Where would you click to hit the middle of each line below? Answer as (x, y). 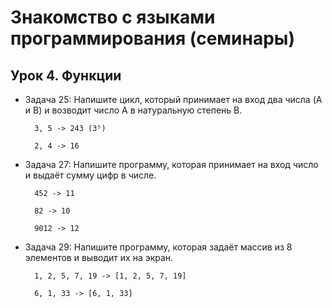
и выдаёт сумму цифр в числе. (90, 175)
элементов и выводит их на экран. (99, 257)
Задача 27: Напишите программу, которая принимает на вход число (171, 164)
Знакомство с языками (113, 17)
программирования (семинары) (152, 38)
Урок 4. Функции (66, 75)
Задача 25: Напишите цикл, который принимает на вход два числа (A (173, 99)
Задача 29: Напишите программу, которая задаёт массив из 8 (158, 247)
